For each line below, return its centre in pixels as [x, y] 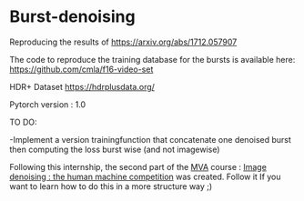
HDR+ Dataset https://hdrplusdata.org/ [82, 86]
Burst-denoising [72, 17]
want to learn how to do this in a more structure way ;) [111, 186]
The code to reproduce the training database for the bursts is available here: [152, 59]
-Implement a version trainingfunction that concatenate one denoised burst [150, 139]
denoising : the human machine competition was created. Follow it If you [145, 176]
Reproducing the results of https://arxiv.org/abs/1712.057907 [123, 42]
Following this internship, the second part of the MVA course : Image [138, 166]
